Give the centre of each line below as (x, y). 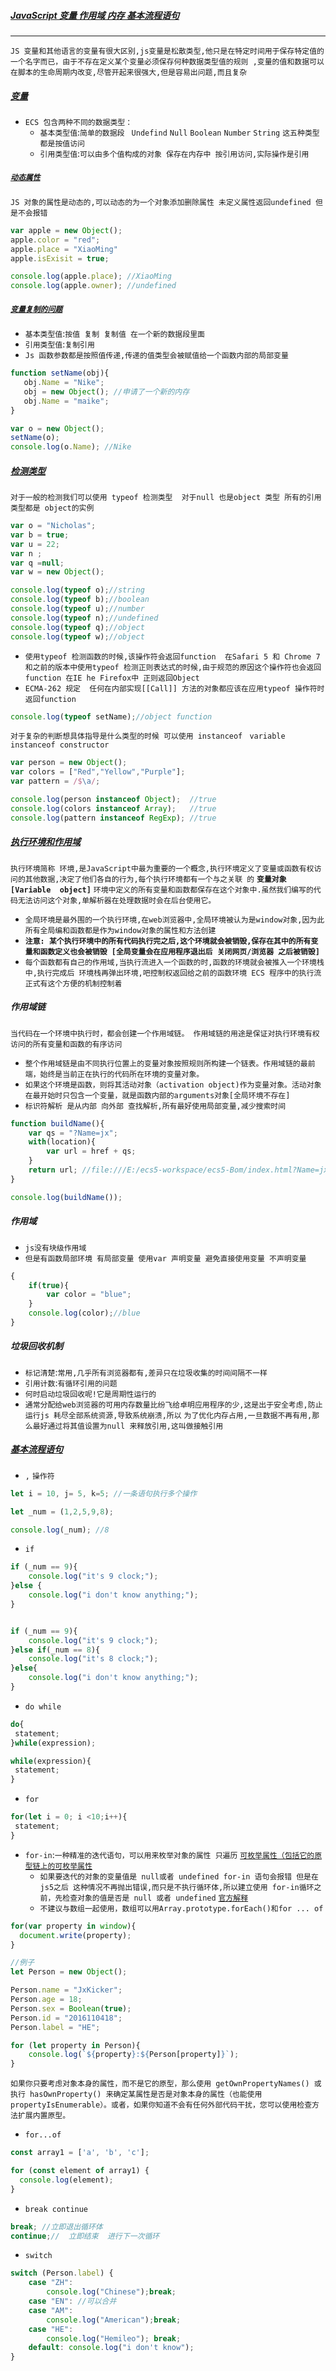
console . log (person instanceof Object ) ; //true (113, 800)
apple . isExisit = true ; (60, 258)
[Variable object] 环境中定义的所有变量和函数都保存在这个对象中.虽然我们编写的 (162, 890)
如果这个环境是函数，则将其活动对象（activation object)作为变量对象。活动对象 (173, 1085)
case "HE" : (51, 2329)
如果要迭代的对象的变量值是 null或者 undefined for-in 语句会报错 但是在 (179, 1876)
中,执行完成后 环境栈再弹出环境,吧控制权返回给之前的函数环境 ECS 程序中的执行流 (173, 973)
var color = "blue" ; (89, 1295)
